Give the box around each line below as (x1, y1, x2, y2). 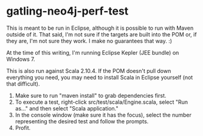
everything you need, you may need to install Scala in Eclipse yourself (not (6, 73, 193, 81)
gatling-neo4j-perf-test (6, 4, 129, 18)
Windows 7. (6, 55, 35, 63)
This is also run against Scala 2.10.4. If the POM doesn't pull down (6, 67, 171, 74)
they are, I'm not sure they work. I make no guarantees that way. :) (6, 37, 172, 44)
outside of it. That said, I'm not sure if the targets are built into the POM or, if (6, 30, 197, 38)
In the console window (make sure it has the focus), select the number (15, 111, 192, 118)
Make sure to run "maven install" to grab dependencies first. (15, 92, 167, 99)
